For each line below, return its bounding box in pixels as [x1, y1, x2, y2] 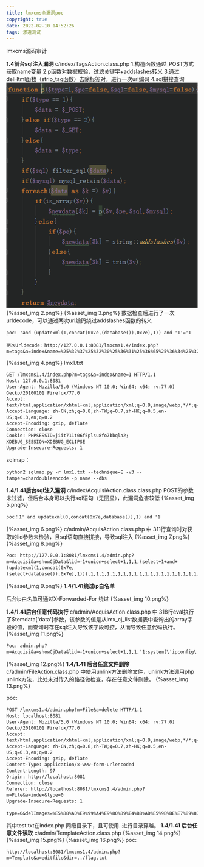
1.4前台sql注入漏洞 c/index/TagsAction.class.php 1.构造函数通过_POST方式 [6, 60, 194, 68]
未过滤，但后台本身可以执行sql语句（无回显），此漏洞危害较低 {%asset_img [6, 494, 194, 502]
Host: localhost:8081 [6, 713, 61, 719]
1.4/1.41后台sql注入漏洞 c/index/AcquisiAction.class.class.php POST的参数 [6, 487, 194, 494]
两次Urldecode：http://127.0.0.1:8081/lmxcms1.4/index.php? [6, 342, 159, 349]
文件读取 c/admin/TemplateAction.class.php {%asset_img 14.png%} [11, 829, 182, 837]
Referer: [6, 786, 29, 792]
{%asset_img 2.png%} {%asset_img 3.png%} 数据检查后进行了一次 [6, 310, 175, 317]
